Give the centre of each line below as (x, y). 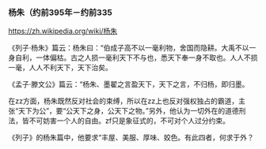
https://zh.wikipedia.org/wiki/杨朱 (63, 31)
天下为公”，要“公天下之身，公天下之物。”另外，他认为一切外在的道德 (129, 111)
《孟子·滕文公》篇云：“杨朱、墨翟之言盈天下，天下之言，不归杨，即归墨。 (129, 84)
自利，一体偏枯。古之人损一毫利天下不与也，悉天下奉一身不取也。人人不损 (136, 58)
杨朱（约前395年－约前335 (60, 12)
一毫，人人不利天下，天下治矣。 (60, 68)
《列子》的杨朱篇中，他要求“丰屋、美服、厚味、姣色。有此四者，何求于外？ (131, 138)
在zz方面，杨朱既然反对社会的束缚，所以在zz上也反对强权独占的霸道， (123, 101)
